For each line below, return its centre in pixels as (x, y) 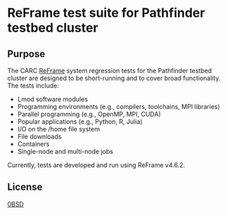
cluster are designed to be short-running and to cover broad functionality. (114, 78)
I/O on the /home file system (59, 129)
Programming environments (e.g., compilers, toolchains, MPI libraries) (118, 106)
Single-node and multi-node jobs (65, 151)
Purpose (26, 54)
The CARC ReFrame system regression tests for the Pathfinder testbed (110, 71)
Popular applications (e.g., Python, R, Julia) (80, 122)
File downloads (39, 136)
